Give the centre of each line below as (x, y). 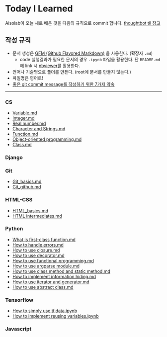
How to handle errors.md (38, 245)
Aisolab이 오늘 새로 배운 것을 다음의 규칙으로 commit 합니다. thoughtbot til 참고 (83, 23)
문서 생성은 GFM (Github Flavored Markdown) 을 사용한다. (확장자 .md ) (83, 53)
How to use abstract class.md (43, 287)
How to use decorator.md (38, 255)
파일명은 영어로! (28, 78)
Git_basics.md (27, 181)
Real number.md (29, 124)
